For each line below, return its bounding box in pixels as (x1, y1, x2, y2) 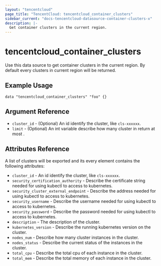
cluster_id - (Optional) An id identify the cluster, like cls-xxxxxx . (12, 120, 141, 126)
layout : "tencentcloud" (5, 7, 53, 12)
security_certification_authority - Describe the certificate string (12, 177, 146, 183)
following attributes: (5, 163, 45, 169)
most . (12, 131, 25, 137)
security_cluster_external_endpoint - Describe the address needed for (12, 188, 156, 194)
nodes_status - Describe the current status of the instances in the (12, 239, 143, 246)
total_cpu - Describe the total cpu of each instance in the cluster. (12, 250, 143, 256)
